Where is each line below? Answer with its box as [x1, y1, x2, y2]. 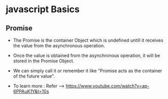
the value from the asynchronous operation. [13, 43, 106, 49]
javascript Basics [6, 4, 80, 15]
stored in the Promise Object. [13, 58, 75, 64]
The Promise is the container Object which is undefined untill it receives [13, 37, 163, 43]
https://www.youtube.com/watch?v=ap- [65, 83, 150, 89]
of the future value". [13, 73, 55, 79]
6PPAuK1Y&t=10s [13, 88, 49, 94]
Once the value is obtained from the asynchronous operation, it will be [13, 52, 160, 58]
